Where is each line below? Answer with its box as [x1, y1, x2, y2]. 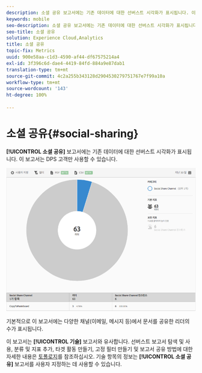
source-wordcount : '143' [6, 86, 69, 92]
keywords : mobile [6, 16, 50, 22]
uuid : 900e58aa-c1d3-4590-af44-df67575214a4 [6, 54, 120, 60]
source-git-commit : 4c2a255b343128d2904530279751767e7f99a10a [6, 73, 165, 79]
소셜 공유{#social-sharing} [6, 127, 139, 141]
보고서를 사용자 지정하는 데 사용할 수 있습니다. [14, 360, 122, 368]
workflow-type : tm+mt [6, 79, 61, 85]
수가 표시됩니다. [6, 325, 44, 332]
